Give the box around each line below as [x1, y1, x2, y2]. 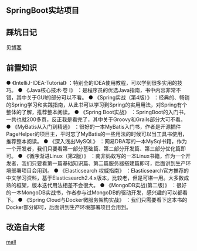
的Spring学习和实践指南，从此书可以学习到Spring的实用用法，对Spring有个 [6, 101, 188, 108]
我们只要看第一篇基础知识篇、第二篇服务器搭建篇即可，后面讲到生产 [21, 160, 186, 167]
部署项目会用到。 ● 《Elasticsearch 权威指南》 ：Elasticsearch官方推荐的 [11, 167, 189, 174]
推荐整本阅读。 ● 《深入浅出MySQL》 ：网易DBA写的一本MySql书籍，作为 [6, 138, 188, 145]
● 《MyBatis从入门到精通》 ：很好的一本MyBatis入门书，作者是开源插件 [6, 123, 181, 130]
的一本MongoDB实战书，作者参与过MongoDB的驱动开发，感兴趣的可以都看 [6, 189, 188, 196]
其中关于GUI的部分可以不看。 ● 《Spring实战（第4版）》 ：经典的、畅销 [16, 94, 190, 101]
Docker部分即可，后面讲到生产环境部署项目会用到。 [6, 204, 132, 211]
